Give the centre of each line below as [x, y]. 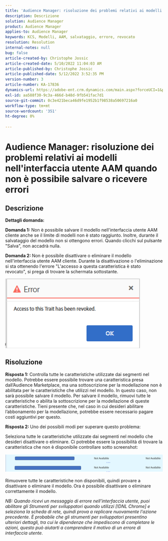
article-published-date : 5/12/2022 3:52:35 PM [54, 74]
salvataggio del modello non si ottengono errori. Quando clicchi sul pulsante [83, 240]
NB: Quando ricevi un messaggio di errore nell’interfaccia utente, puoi [77, 501]
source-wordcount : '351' [31, 111]
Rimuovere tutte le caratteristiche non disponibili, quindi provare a [73, 480]
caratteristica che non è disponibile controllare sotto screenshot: [72, 447]
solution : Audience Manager [34, 21]
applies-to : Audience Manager [37, 32]
